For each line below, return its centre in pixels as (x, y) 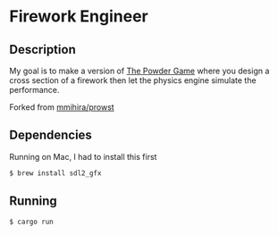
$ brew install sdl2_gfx (55, 173)
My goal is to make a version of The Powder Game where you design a (139, 71)
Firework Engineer (79, 17)
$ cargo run (31, 222)
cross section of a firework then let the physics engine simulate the (133, 80)
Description (42, 50)
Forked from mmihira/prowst (62, 107)
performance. (34, 90)
